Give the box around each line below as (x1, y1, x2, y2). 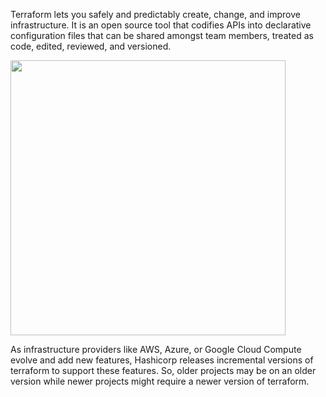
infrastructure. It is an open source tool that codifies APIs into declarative (10, 19, 312, 31)
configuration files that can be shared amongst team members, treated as (10, 30, 314, 41)
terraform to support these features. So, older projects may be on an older (10, 365, 317, 376)
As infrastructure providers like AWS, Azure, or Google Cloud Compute (10, 344, 302, 355)
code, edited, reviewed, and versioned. (10, 40, 172, 52)
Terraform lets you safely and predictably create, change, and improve (10, 9, 301, 20)
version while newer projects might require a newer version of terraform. (10, 375, 310, 387)
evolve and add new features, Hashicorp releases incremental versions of (10, 354, 314, 366)
